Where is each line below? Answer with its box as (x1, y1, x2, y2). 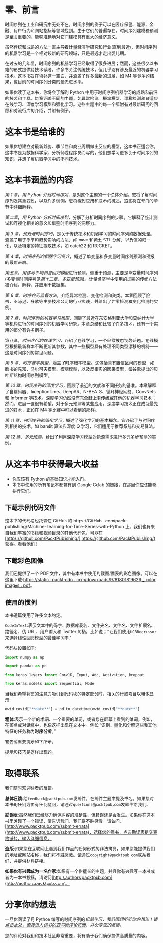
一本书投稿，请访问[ (13, 874, 54, 880)
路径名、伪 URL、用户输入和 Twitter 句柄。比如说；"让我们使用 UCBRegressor (5, 629, 157, 635)
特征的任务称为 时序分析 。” (5, 728, 56, 734)
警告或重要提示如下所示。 (5, 739, 56, 744)
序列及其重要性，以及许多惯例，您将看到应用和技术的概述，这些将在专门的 (5, 198, 154, 203)
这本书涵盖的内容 (5, 175, 74, 186)
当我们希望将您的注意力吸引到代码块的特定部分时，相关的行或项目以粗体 (5, 691, 149, 697)
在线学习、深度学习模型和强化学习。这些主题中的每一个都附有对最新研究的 (5, 101, 154, 107)
